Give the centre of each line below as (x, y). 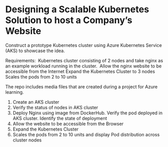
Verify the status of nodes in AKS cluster (55, 107)
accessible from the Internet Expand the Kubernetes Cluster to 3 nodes (80, 71)
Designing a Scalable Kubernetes (77, 9)
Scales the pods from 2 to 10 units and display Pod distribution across (86, 134)
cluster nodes (27, 140)
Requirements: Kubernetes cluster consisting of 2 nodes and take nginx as (84, 60)
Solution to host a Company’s (69, 20)
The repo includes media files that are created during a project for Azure (81, 87)
